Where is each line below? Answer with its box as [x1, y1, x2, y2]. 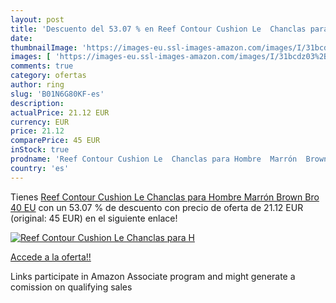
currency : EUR [10, 117, 70, 127]
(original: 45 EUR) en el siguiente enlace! [10, 212, 178, 224]
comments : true [10, 61, 74, 71]
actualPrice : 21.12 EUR [10, 107, 110, 118]
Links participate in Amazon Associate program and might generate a [10, 270, 296, 282]
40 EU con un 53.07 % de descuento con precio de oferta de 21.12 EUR [10, 201, 304, 213]
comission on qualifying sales [10, 281, 133, 293]
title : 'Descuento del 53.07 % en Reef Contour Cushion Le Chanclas [10, 24, 307, 34]
